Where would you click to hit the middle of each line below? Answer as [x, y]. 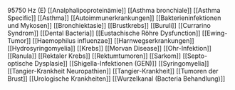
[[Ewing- [215, 33]
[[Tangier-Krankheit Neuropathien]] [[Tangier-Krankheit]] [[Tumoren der [113, 71]
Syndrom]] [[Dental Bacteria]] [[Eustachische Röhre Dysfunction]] [104, 33]
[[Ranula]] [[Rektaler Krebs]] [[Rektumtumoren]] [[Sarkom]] [94, 56]
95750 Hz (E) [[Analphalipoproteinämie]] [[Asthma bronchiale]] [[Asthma [114, 10]
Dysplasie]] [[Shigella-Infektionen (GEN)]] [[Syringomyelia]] [122, 63]
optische [20, 63]
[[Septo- [195, 56]
